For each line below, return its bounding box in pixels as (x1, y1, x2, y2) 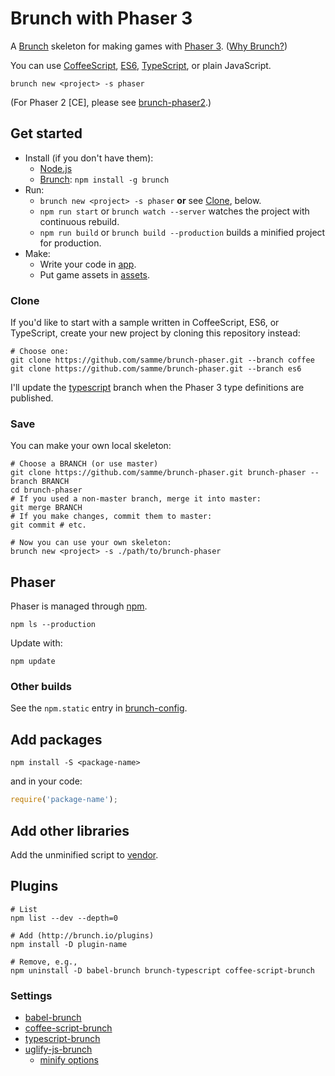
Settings (10, 988, 53, 1002)
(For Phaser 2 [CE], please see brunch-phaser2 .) (10, 96, 212, 108)
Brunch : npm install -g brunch (39, 173, 170, 185)
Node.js (39, 162, 73, 174)
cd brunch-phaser (10, 485, 83, 496)
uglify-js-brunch (24, 1043, 93, 1056)
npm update (10, 657, 56, 667)
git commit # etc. (10, 520, 87, 531)
